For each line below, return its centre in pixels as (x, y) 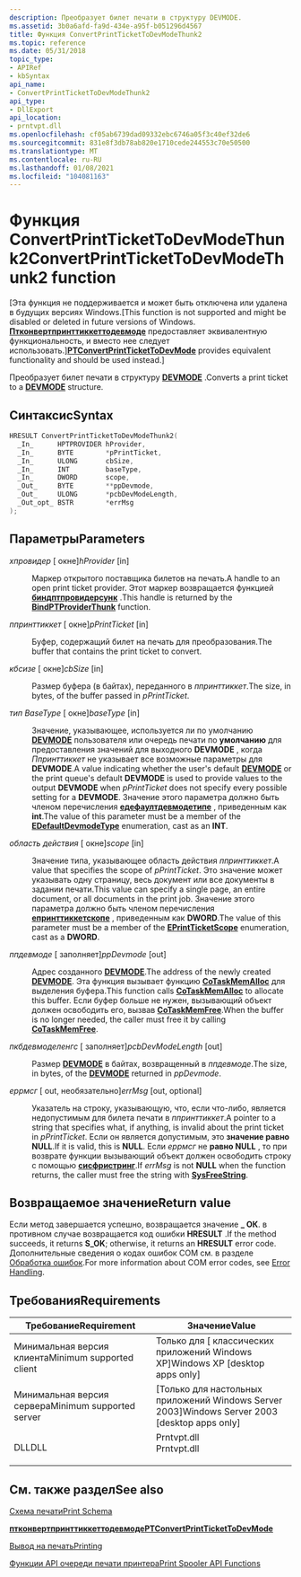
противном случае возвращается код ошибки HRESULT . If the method (143, 1234)
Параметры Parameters (77, 539)
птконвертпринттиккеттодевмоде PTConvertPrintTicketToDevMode (141, 1529)
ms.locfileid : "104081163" (60, 176)
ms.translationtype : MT (54, 151)
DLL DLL (30, 1448)
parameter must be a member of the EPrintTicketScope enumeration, (160, 927)
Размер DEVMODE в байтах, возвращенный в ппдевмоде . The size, (159, 1063)
